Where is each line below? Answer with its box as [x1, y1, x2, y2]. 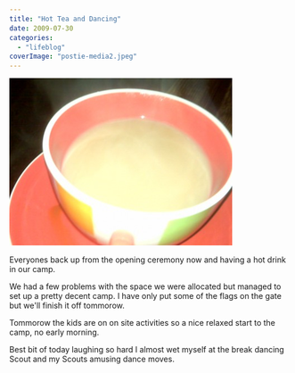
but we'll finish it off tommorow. [9, 300, 125, 311]
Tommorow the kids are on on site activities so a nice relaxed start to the [9, 318, 276, 328]
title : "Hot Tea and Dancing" [9, 14, 122, 23]
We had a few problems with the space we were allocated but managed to [9, 281, 282, 292]
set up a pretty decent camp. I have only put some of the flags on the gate [9, 291, 283, 302]
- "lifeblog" [17, 43, 66, 52]
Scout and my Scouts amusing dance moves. [9, 353, 176, 365]
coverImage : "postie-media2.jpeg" [9, 52, 138, 62]
